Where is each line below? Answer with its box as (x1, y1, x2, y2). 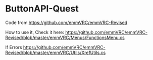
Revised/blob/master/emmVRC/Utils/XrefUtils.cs (5, 49, 106, 55)
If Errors (5, 44, 22, 50)
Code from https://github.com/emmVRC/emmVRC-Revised (5, 19, 128, 25)
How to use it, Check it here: (5, 29, 65, 35)
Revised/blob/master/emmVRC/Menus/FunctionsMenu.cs (5, 34, 125, 40)
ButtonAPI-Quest (5, 3, 79, 14)
